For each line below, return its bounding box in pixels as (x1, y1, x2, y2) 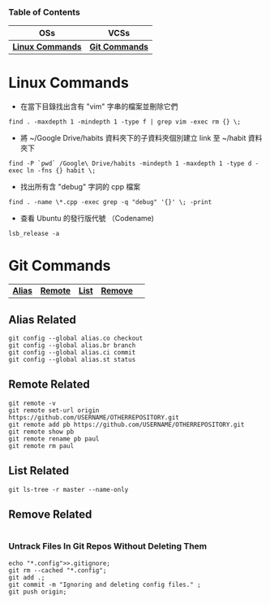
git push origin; (8, 588, 67, 596)
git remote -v (8, 399, 57, 407)
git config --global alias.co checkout (8, 334, 144, 342)
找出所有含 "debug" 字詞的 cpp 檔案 (19, 182, 140, 192)
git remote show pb (8, 428, 75, 436)
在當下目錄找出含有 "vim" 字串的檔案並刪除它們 (19, 102, 178, 111)
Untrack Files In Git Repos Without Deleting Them (8, 541, 208, 552)
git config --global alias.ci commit (8, 348, 136, 356)
